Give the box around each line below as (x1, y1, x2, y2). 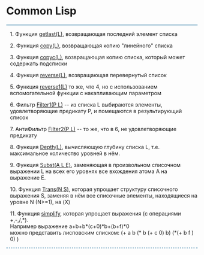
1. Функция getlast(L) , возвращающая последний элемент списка (10, 30, 178, 37)
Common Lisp (6, 4, 77, 18)
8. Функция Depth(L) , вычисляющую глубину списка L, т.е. (10, 143, 160, 150)
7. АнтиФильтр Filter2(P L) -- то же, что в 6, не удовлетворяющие (10, 125, 177, 132)
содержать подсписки (10, 60, 68, 67)
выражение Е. (10, 174, 46, 181)
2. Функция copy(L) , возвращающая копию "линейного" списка (10, 42, 173, 49)
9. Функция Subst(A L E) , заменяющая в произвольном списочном (10, 161, 181, 168)
